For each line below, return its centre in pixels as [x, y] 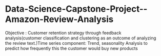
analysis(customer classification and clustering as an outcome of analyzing [80, 38]
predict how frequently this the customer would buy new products [71, 48]
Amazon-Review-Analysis [59, 19]
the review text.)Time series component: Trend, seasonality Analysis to [76, 43]
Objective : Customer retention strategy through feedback [63, 33]
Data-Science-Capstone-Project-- [76, 9]
